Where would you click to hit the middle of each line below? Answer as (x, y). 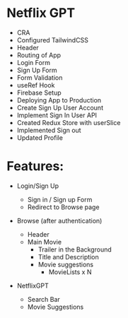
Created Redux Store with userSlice (69, 122)
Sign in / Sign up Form (60, 199)
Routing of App (39, 55)
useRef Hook (36, 85)
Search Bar (44, 299)
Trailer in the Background (75, 249)
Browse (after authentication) (59, 220)
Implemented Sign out (49, 130)
